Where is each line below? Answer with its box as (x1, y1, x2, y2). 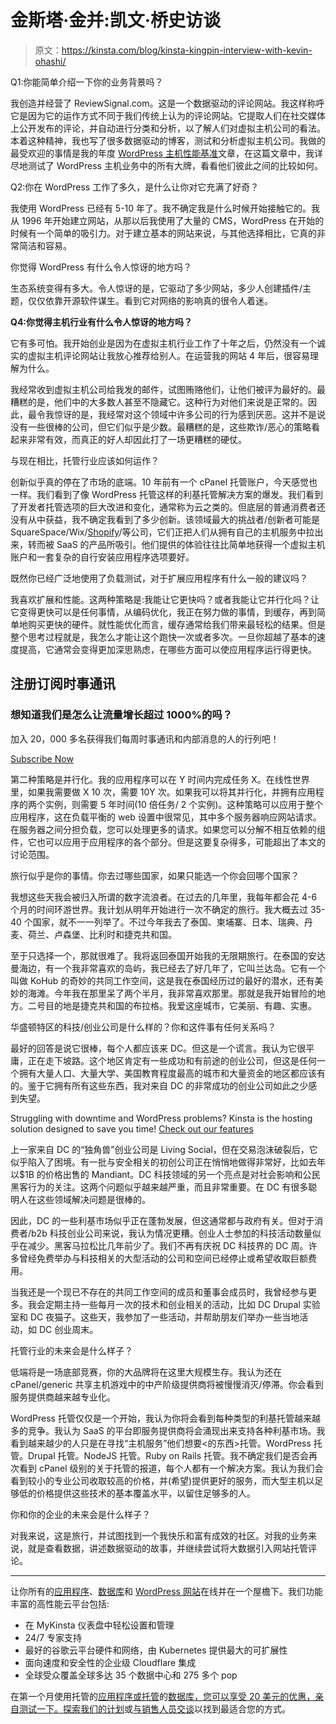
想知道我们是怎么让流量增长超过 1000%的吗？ (10, 708, 233, 722)
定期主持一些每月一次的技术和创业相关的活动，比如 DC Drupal (44, 1298, 301, 1310)
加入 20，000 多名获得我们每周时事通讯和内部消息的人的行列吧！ (10, 732, 280, 745)
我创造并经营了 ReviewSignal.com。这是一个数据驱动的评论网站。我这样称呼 (10, 97, 325, 109)
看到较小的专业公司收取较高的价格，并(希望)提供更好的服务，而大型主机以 (10, 1474, 315, 1486)
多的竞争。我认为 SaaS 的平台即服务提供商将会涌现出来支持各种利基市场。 (10, 1424, 317, 1436)
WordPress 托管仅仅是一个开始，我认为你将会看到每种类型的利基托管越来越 (10, 1412, 321, 1424)
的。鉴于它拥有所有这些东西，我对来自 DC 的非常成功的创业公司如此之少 (10, 1079, 309, 1091)
